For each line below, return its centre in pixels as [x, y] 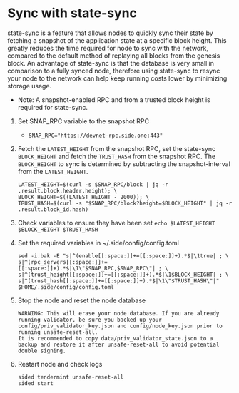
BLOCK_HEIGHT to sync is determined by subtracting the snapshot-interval [124, 164]
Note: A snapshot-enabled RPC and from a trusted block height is [114, 99]
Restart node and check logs [60, 364]
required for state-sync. [52, 107]
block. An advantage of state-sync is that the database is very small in [111, 63]
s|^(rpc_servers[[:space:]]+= [63, 262]
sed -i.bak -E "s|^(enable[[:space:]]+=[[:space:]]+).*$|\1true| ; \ [123, 256]
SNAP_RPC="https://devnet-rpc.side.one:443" [96, 136]
